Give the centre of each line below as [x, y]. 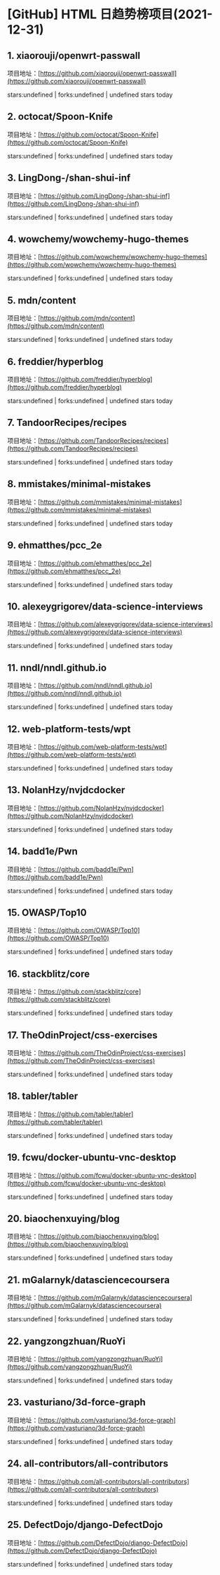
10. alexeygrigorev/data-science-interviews [105, 606]
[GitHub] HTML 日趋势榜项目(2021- [110, 14]
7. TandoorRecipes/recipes [67, 423]
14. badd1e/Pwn [43, 852]
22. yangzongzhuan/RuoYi [67, 1341]
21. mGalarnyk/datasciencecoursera [89, 1280]
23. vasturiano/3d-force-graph [76, 1402]
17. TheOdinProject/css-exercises [82, 1035]
